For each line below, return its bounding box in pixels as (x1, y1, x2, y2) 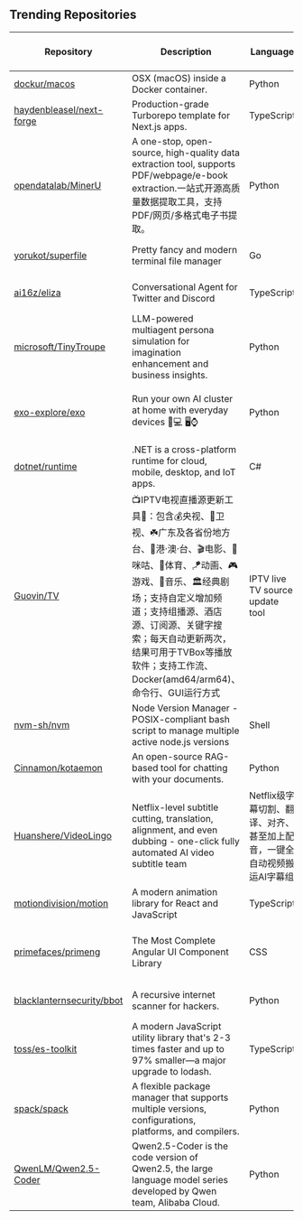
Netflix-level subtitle (132, 801, 219, 814)
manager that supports (132, 1091, 229, 1104)
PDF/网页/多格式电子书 (132, 209, 229, 221)
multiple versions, (132, 1102, 207, 1114)
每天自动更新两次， (150, 632, 232, 645)
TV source (249, 583, 293, 596)
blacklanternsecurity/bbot (14, 993, 124, 1006)
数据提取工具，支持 (141, 195, 223, 208)
